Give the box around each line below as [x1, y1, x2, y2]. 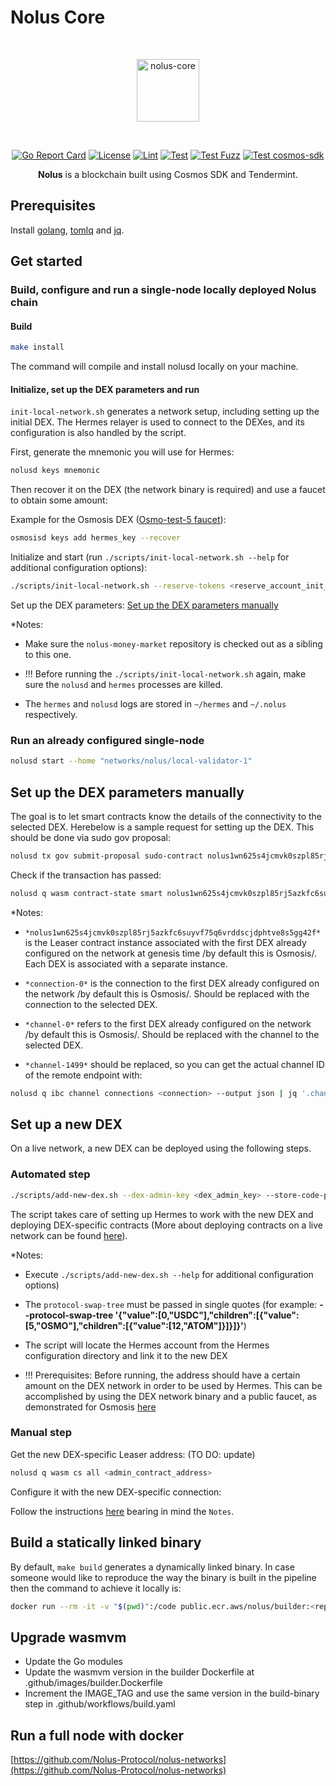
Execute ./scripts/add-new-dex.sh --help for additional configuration [24, 1268, 314, 1280]
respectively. [24, 708, 78, 720]
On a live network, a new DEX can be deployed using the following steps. [10, 1142, 312, 1155]
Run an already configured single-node [10, 733, 205, 747]
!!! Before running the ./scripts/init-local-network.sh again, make [24, 667, 307, 680]
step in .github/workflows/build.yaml [24, 1698, 176, 1710]
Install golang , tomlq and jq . [10, 224, 125, 236]
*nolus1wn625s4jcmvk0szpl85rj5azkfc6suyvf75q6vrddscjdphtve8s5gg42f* [24, 927, 322, 938]
